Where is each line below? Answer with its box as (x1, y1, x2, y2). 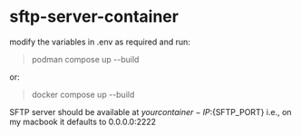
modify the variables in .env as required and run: (9, 36, 190, 47)
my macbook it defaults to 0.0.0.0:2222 (9, 116, 157, 127)
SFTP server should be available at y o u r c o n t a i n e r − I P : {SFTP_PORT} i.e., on (9, 106, 292, 117)
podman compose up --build (31, 53, 140, 64)
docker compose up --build (31, 89, 135, 100)
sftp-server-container (9, 6, 180, 27)
